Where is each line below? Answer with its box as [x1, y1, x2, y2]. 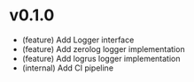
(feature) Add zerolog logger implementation [21, 43, 185, 54]
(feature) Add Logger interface [21, 34, 135, 45]
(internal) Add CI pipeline [21, 63, 113, 73]
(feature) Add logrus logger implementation [21, 53, 181, 63]
